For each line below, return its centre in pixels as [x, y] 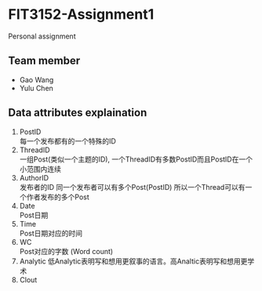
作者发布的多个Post [58, 197]
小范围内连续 [40, 169]
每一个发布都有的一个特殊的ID [67, 141]
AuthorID [34, 177]
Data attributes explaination [78, 113]
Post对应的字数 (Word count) [66, 251]
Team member [44, 61]
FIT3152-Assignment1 [81, 15]
